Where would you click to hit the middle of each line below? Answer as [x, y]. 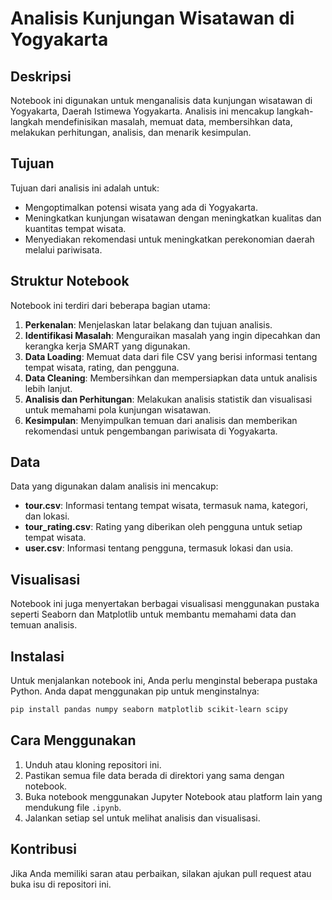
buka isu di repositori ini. [61, 884]
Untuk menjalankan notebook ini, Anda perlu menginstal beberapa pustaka [164, 681]
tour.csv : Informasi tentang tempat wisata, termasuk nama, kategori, [166, 506]
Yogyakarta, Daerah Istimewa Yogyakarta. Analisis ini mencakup [142, 111]
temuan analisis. [44, 625]
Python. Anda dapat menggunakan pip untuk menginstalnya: [135, 691]
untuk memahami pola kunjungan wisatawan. [118, 409]
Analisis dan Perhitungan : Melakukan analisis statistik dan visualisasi [168, 399]
